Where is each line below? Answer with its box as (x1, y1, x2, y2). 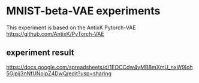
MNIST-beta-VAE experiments (6, 4, 161, 18)
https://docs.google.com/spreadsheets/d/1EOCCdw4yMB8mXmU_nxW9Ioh (6, 63, 193, 70)
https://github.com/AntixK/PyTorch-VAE (6, 30, 105, 37)
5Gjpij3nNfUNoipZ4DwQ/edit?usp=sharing (6, 70, 112, 77)
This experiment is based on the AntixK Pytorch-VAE (6, 24, 136, 31)
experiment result (6, 48, 74, 58)
